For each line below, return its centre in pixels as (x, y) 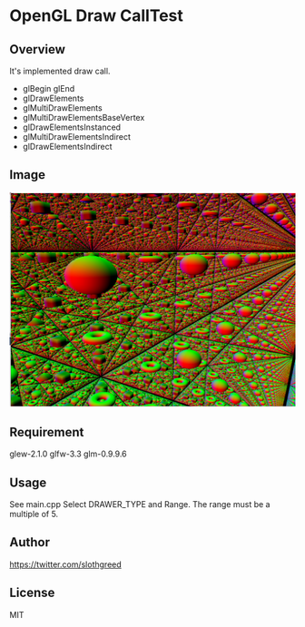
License (32, 593)
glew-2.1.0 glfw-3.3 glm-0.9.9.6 (68, 454)
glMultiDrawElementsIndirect (77, 137)
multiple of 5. (34, 514)
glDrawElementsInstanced (71, 127)
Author (30, 542)
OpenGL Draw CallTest (97, 16)
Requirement (47, 432)
